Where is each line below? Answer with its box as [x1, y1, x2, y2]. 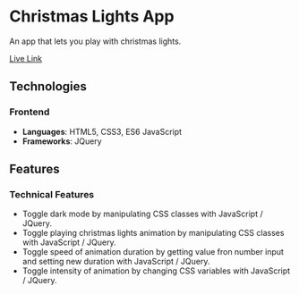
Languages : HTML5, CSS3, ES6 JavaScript [21, 126, 182, 137]
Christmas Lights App [9, 6, 175, 27]
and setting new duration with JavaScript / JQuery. [21, 256, 210, 267]
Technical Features [9, 188, 95, 200]
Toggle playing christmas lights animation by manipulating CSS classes [21, 228, 285, 239]
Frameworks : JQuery [21, 136, 102, 147]
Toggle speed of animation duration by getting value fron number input [21, 247, 285, 257]
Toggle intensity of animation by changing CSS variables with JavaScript [21, 265, 291, 276]
